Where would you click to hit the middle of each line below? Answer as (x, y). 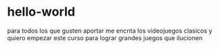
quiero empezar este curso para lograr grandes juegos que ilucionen (105, 37)
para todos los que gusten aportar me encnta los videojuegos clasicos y (110, 31)
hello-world (41, 12)
